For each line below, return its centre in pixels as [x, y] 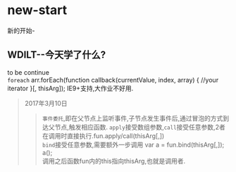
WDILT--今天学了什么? [57, 55]
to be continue [28, 72]
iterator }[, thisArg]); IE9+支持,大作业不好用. [70, 88]
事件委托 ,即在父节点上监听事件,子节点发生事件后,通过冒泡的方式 [132, 118]
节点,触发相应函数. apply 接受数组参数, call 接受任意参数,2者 [140, 127]
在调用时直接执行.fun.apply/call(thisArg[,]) [103, 135]
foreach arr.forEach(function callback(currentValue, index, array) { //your [113, 80]
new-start [37, 10]
